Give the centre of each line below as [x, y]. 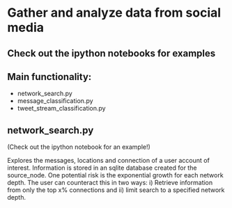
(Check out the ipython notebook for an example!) [79, 147]
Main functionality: [49, 77]
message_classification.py [55, 101]
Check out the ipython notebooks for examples [111, 53]
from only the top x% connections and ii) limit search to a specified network [116, 190]
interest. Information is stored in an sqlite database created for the [102, 168]
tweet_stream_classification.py [61, 109]
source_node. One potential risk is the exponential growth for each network [116, 175]
